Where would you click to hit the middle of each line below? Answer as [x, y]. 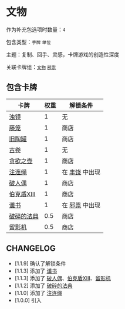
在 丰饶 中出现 [81, 172]
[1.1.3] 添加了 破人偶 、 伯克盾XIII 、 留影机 [63, 278]
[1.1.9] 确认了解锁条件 [40, 263]
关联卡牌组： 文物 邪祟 [31, 67]
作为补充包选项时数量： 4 [36, 29]
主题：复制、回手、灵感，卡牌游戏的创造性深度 [62, 54]
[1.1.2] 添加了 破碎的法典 [43, 285]
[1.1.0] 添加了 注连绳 [38, 293]
